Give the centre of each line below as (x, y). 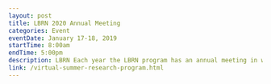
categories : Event (39, 30)
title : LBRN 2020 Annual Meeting (65, 23)
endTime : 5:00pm (35, 53)
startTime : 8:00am (39, 46)
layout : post (30, 16)
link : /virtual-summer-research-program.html (86, 68)
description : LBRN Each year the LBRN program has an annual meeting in (133, 61)
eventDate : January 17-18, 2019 (63, 38)
